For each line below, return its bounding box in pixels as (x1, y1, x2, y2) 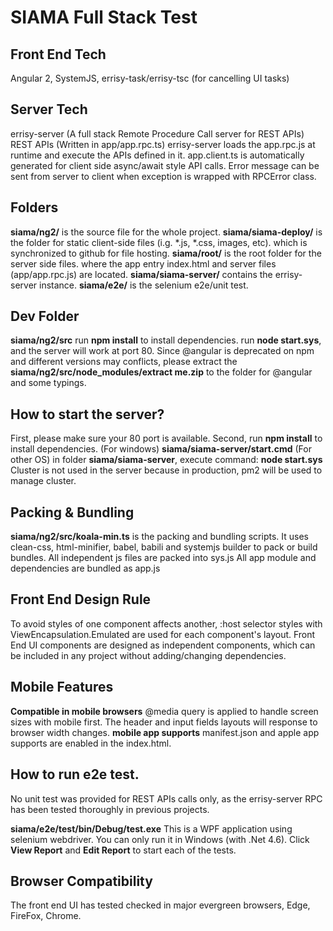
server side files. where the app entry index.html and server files (10, 257, 277, 270)
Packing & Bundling (10, 504, 135, 521)
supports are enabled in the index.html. (10, 737, 172, 749)
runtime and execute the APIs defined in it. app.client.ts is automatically (10, 149, 305, 161)
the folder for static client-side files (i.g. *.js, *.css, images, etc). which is (10, 236, 308, 248)
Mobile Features (10, 679, 114, 696)
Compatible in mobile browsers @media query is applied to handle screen (10, 705, 319, 717)
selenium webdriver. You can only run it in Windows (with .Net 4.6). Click (10, 833, 310, 845)
